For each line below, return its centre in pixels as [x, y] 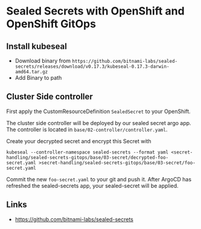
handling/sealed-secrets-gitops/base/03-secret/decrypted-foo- [88, 157]
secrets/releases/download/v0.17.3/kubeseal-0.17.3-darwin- [92, 66]
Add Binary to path [38, 78]
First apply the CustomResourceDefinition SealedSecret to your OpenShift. [99, 111]
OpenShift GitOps [51, 24]
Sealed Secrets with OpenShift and [96, 11]
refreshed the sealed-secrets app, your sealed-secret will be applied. [93, 185]
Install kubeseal [37, 46]
